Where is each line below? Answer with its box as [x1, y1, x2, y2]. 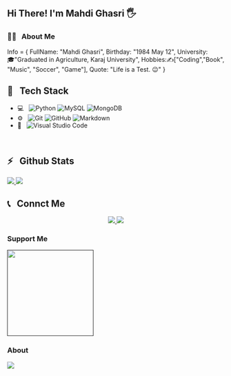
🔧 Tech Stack [7, 85, 69, 97]
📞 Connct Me [7, 198, 66, 209]
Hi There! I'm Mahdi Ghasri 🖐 [7, 8, 137, 19]
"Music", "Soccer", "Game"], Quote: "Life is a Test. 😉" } [7, 65, 165, 73]
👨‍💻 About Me [7, 32, 55, 41]
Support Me [7, 234, 48, 244]
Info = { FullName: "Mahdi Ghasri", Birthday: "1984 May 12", [7, 48, 176, 56]
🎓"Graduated [7, 55, 48, 63]
